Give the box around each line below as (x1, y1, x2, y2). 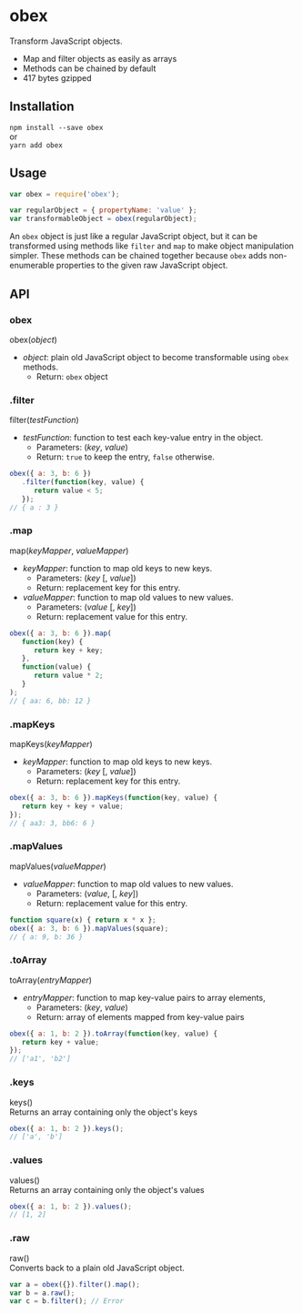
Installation (9, 99, 75, 115)
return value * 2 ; (33, 671, 104, 681)
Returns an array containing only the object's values (9, 1184, 205, 1195)
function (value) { (21, 662, 92, 672)
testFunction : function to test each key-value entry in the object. (22, 432, 264, 443)
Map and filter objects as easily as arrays (22, 53, 177, 64)
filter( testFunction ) (9, 415, 79, 426)
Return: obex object (35, 370, 108, 382)
